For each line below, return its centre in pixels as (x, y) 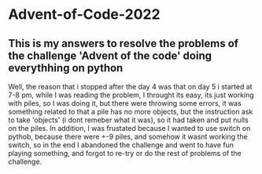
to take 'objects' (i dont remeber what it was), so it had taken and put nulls (129, 120)
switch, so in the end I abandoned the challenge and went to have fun (121, 145)
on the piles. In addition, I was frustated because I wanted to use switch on (129, 128)
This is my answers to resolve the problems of (123, 43)
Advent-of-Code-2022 (84, 14)
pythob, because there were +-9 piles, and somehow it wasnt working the (128, 136)
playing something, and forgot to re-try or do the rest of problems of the (125, 153)
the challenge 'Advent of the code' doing (110, 55)
